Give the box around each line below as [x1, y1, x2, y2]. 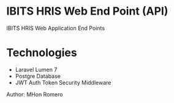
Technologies [6, 46, 78, 60]
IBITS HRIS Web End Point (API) [6, 4, 168, 18]
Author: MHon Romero [6, 90, 63, 98]
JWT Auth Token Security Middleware [15, 79, 112, 86]
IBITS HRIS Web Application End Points [6, 24, 105, 32]
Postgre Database [15, 72, 61, 80]
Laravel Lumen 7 [15, 66, 58, 73]
